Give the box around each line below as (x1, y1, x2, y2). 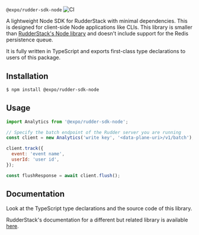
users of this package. (6, 54, 61, 61)
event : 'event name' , (11, 151, 65, 157)
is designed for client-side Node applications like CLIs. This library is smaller (6, 24, 192, 31)
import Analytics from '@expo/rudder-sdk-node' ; (6, 119, 129, 125)
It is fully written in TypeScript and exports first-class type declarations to (6, 48, 185, 55)
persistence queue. (6, 36, 53, 44)
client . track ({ (6, 145, 44, 152)
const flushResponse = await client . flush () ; (6, 172, 120, 178)
